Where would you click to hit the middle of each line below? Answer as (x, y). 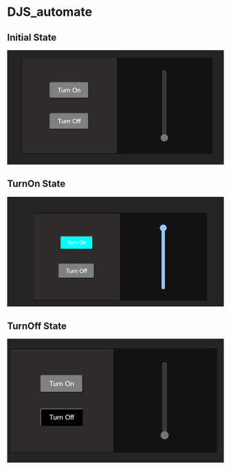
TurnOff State (37, 326)
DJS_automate (50, 12)
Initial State (32, 38)
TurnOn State (36, 184)
